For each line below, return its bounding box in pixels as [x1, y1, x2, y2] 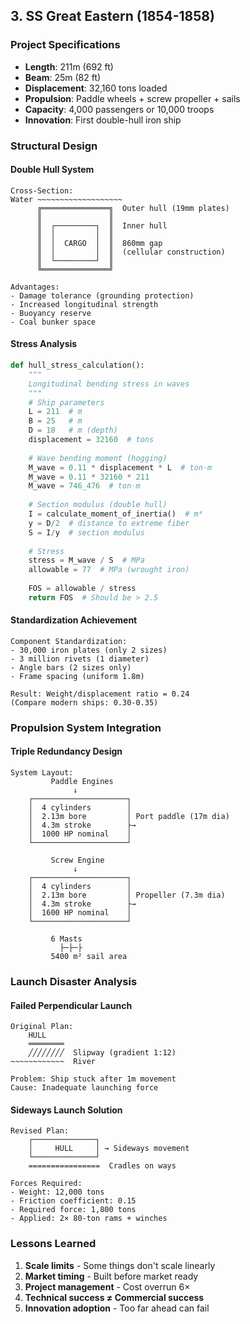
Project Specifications [10, 38, 121, 52]
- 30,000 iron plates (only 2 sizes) [10, 645, 168, 655]
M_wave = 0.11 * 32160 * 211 [28, 472, 150, 482]
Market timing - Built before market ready [24, 1270, 199, 1282]
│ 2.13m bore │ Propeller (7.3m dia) [28, 890, 226, 901]
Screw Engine [50, 855, 105, 866]
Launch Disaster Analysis [10, 975, 138, 989]
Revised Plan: [10, 1126, 70, 1136]
